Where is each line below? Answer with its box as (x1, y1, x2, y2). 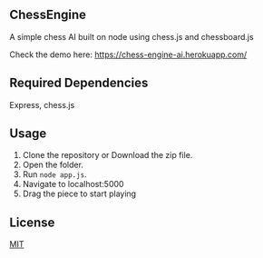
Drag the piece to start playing (22, 188, 137, 199)
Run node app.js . (22, 169, 88, 180)
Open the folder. (22, 159, 84, 171)
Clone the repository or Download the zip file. (22, 150, 193, 161)
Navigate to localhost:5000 (22, 179, 124, 190)
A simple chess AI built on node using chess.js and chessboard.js (9, 31, 254, 42)
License (9, 214, 55, 230)
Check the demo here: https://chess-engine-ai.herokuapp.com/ (9, 49, 248, 60)
